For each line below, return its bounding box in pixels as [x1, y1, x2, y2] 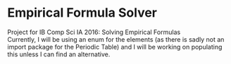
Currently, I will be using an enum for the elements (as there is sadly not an [7, 35, 225, 43]
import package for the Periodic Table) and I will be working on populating [7, 42, 223, 51]
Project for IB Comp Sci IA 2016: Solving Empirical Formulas [7, 28, 181, 36]
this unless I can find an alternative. [7, 50, 111, 58]
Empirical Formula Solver [7, 5, 157, 21]
